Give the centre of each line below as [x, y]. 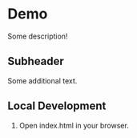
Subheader [36, 61]
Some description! [38, 36]
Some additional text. [42, 80]
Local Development [57, 106]
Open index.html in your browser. [74, 125]
